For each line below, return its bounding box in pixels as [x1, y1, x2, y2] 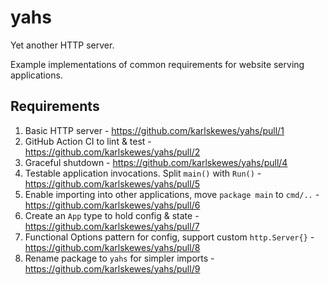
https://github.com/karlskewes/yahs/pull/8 [24, 241, 201, 253]
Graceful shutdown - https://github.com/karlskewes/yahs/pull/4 [24, 156, 288, 168]
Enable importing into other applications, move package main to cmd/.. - [24, 188, 320, 200]
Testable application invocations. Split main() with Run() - [24, 167, 262, 179]
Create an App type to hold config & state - [24, 209, 200, 221]
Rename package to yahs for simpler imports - [24, 252, 215, 264]
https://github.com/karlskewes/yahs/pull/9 [24, 262, 201, 275]
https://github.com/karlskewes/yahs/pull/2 [24, 146, 201, 158]
